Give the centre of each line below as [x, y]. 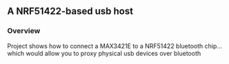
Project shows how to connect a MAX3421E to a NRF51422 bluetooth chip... [115, 46]
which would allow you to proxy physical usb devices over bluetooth [104, 53]
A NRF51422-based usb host [70, 11]
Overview [24, 31]
